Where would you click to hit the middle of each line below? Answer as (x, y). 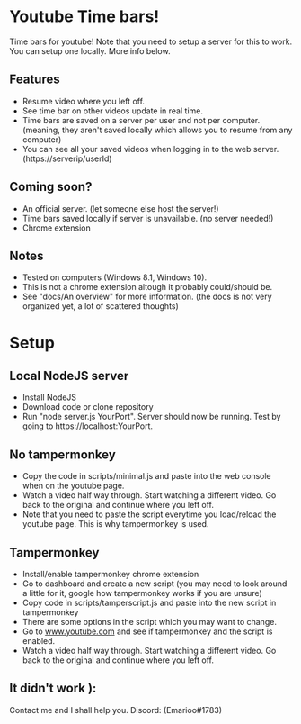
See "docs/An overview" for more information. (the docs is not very (147, 297)
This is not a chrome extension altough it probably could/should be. (147, 287)
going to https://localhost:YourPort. (88, 426)
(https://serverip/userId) (67, 158)
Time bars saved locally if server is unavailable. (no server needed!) (148, 218)
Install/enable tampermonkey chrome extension (111, 574)
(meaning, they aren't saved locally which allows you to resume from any (157, 130)
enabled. (39, 641)
